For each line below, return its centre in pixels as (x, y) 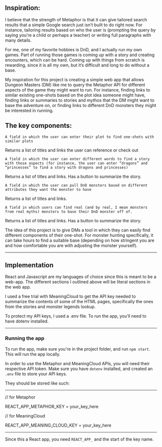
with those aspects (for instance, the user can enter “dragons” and (76, 163)
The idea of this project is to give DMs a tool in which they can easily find (78, 230)
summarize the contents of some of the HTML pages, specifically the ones (79, 302)
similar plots (19, 141)
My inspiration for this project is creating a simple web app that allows (74, 79)
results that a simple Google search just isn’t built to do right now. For (74, 25)
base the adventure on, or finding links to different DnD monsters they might (81, 105)
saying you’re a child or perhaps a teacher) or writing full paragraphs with (78, 35)
